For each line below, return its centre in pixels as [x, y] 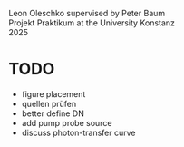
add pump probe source [67, 122]
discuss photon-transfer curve [78, 132]
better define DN [53, 113]
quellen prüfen [49, 103]
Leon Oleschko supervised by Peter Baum [87, 13]
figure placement [53, 93]
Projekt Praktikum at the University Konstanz [92, 23]
